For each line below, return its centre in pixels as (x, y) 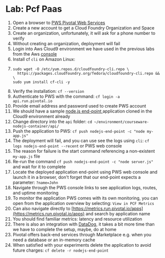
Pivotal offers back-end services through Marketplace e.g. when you (82, 234)
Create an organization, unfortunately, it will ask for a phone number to (84, 33)
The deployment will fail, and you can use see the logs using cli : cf (81, 141)
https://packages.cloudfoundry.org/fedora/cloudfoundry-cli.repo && (89, 73)
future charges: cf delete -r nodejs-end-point (61, 250)
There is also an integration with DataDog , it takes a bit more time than (83, 224)
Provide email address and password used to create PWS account (79, 106)
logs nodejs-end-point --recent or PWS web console (67, 145)
